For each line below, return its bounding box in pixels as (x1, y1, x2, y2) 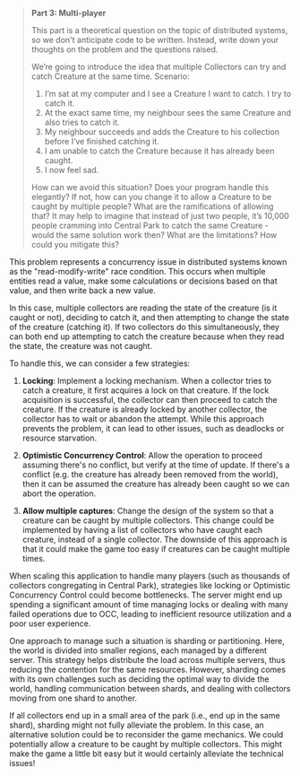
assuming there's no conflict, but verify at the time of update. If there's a (21, 459, 290, 470)
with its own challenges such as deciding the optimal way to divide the (9, 674, 270, 684)
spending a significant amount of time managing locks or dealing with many (9, 599, 289, 609)
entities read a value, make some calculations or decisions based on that (9, 275, 278, 286)
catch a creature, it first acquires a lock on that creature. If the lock (21, 385, 270, 396)
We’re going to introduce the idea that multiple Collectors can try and (30, 62, 287, 72)
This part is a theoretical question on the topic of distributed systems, (30, 25, 288, 35)
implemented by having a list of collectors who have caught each (21, 525, 263, 535)
